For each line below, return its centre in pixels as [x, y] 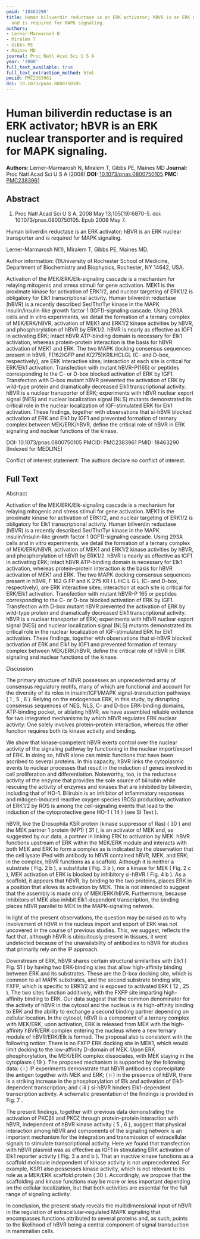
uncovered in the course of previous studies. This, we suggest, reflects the [98, 930]
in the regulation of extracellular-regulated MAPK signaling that [83, 1212]
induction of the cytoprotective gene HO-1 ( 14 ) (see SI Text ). [82, 812]
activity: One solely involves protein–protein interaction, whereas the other [97, 724]
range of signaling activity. [39, 1194]
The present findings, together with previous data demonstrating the [90, 1111]
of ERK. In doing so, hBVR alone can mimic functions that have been [90, 755]
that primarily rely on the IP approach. [53, 949]
